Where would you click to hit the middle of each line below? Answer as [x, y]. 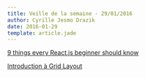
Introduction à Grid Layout [45, 66]
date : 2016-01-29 [32, 26]
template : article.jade [42, 33]
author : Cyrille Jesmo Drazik [51, 20]
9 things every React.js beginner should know [73, 53]
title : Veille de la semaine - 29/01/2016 [70, 14]
